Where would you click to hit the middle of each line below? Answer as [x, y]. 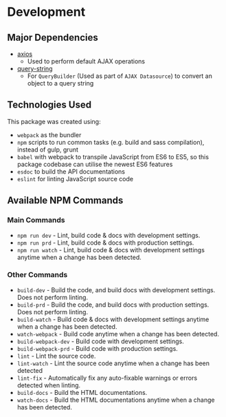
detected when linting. [49, 385]
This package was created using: [54, 121]
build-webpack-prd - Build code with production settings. [98, 348]
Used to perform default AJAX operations [86, 61]
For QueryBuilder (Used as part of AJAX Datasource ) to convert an [120, 76]
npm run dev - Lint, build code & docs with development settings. [109, 235]
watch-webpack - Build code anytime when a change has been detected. [118, 334]
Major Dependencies [53, 38]
